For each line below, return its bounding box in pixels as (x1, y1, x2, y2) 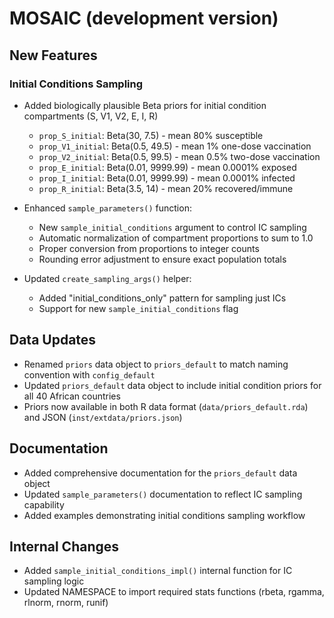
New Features (9, 47, 98, 64)
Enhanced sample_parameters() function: (23, 202, 192, 214)
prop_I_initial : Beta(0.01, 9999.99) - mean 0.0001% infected (38, 172, 296, 184)
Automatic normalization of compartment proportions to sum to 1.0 (38, 232, 314, 244)
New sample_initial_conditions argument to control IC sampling (38, 221, 307, 233)
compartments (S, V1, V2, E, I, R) (23, 110, 159, 122)
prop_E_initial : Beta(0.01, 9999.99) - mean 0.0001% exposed (38, 161, 297, 173)
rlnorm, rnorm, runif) (23, 597, 109, 609)
